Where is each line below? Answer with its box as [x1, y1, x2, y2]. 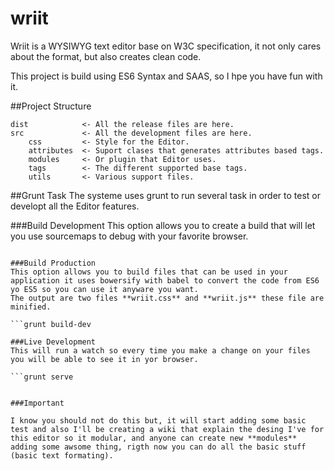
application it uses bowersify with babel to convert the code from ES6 [10, 275, 320, 286]
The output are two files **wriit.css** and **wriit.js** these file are [10, 293, 325, 303]
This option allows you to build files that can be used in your [10, 267, 288, 277]
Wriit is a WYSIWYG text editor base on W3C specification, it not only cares [10, 40, 322, 52]
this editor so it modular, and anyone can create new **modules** [10, 433, 298, 443]
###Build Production [10, 258, 97, 268]
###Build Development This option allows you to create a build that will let [10, 219, 316, 231]
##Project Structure [10, 100, 92, 112]
